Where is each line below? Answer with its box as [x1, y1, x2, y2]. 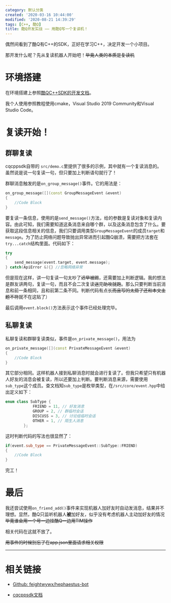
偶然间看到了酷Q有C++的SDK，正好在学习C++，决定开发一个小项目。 [5, 41, 152, 48]
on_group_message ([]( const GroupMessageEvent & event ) [5, 191, 122, 196]
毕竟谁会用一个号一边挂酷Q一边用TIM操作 [5, 518, 93, 524]
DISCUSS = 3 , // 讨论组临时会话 [32, 413, 96, 419]
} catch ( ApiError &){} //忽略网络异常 [5, 265, 83, 270]
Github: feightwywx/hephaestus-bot [12, 581, 89, 587]
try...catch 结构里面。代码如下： [5, 240, 75, 246]
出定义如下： [5, 389, 32, 395]
